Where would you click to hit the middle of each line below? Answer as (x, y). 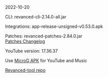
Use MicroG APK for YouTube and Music (46, 61)
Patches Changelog (25, 41)
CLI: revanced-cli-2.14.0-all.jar (36, 17)
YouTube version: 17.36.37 (32, 51)
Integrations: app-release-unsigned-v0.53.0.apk (54, 26)
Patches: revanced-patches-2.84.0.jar (44, 36)
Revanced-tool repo (25, 70)
